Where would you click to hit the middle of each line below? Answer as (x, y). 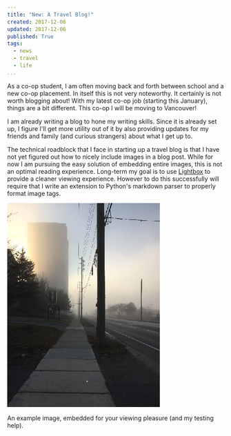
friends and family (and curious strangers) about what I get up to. (100, 136)
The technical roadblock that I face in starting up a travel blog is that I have (113, 149)
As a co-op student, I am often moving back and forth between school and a (115, 86)
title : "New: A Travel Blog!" (51, 14)
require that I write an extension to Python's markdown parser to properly (111, 186)
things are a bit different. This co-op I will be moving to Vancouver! (102, 108)
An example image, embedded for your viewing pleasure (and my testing (110, 418)
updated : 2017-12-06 (37, 29)
